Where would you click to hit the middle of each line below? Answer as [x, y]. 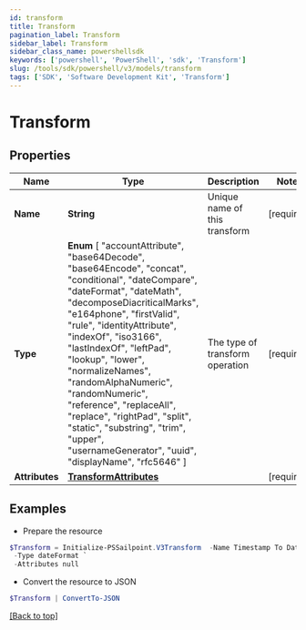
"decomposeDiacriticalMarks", [133, 302]
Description [234, 181]
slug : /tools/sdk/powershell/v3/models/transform [106, 69]
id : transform [36, 18]
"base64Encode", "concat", [127, 268]
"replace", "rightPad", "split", [130, 416]
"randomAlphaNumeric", [120, 381]
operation [228, 365]
